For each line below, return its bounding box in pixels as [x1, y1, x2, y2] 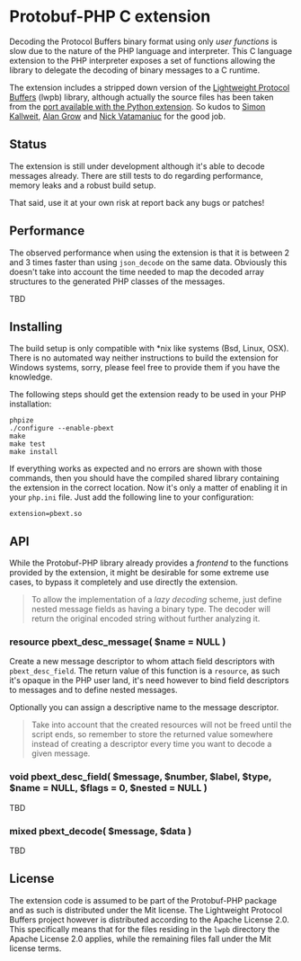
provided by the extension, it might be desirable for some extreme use [9, 567, 270, 578]
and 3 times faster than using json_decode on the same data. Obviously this [9, 256, 288, 267]
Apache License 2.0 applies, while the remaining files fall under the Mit [9, 933, 271, 944]
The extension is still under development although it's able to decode [9, 160, 265, 172]
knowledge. [9, 371, 53, 383]
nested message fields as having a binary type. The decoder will [31, 604, 271, 615]
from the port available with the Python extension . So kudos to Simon [9, 101, 266, 111]
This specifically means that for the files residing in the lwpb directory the [9, 923, 280, 934]
